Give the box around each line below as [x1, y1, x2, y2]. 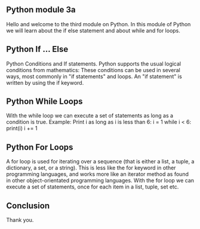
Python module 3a [6, 5, 76, 15]
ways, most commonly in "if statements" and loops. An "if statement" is [6, 73, 182, 80]
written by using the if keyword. [6, 79, 84, 86]
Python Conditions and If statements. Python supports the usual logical [6, 60, 181, 67]
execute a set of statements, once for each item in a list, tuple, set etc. [6, 183, 179, 190]
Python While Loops [6, 97, 83, 107]
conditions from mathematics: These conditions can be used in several [6, 66, 180, 73]
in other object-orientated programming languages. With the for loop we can [6, 177, 195, 184]
